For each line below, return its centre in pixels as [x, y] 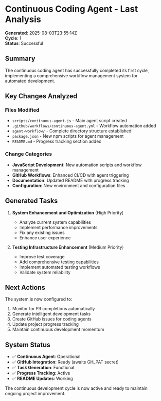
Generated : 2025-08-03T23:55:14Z [41, 33]
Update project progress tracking [45, 324]
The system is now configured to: [39, 299]
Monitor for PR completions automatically [54, 309]
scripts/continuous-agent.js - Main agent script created [70, 121]
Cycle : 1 [13, 38]
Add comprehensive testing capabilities [59, 262]
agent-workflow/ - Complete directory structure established [72, 131]
